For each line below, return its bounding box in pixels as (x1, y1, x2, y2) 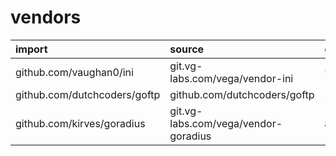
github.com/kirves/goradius (15, 116, 146, 130)
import (15, 42, 48, 56)
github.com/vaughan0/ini (15, 65, 134, 79)
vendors (10, 6, 82, 29)
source (169, 42, 205, 56)
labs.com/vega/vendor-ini (169, 71, 294, 85)
